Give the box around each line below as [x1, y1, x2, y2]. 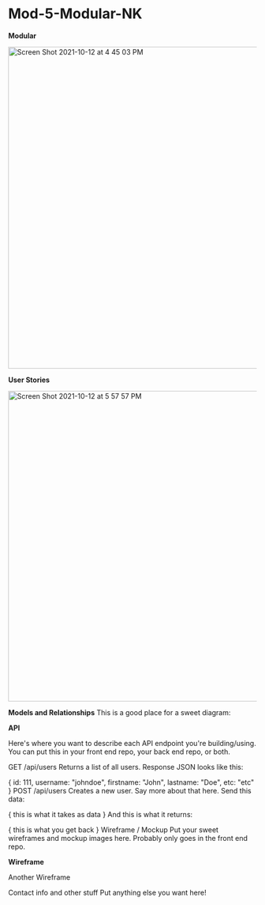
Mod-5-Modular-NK [8, 5, 143, 23]
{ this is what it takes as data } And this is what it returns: [8, 809, 193, 819]
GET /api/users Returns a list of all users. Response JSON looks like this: [8, 762, 244, 771]
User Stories [8, 375, 50, 384]
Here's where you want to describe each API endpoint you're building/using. [8, 738, 256, 748]
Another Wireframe [8, 872, 71, 882]
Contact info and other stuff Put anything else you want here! [8, 888, 207, 897]
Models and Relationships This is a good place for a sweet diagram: [8, 707, 231, 717]
